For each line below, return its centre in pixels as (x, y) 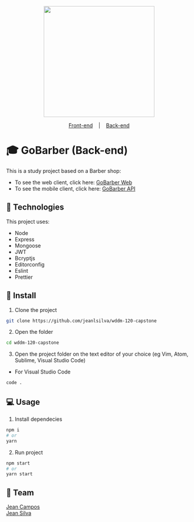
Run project (29, 452)
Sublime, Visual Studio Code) (50, 360)
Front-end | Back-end (99, 125)
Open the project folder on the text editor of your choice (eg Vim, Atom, (101, 354)
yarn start (19, 474)
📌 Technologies (35, 207)
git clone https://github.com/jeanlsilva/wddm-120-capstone (82, 321)
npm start (18, 463)
